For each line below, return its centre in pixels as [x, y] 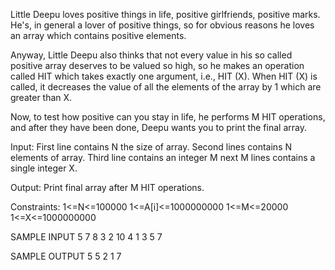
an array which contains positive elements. [98, 35]
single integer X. [44, 168]
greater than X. [41, 97]
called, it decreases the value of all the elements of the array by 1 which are [166, 87]
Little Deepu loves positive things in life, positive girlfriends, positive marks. [165, 14]
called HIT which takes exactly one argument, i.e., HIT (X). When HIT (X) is [164, 76]
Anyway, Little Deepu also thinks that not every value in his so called [151, 55]
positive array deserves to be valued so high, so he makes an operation [157, 65]
